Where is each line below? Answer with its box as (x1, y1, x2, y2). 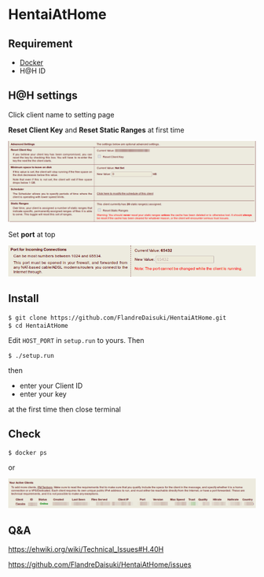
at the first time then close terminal (8, 404, 122, 414)
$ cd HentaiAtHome (8, 322, 68, 329)
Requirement (8, 37, 73, 50)
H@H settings (8, 89, 78, 102)
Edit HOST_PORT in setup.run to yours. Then (8, 335, 145, 344)
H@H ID (19, 66, 46, 76)
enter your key (19, 389, 67, 399)
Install (8, 292, 39, 305)
